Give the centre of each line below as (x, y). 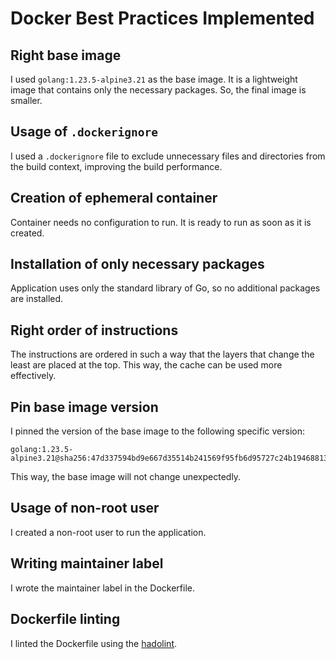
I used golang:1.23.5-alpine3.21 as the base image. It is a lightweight (154, 79)
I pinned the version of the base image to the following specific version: (157, 431)
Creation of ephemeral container (114, 198)
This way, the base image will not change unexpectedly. (126, 477)
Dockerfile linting (65, 619)
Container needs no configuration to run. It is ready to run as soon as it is (161, 222)
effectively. (33, 376)
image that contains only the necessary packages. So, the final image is (158, 90)
